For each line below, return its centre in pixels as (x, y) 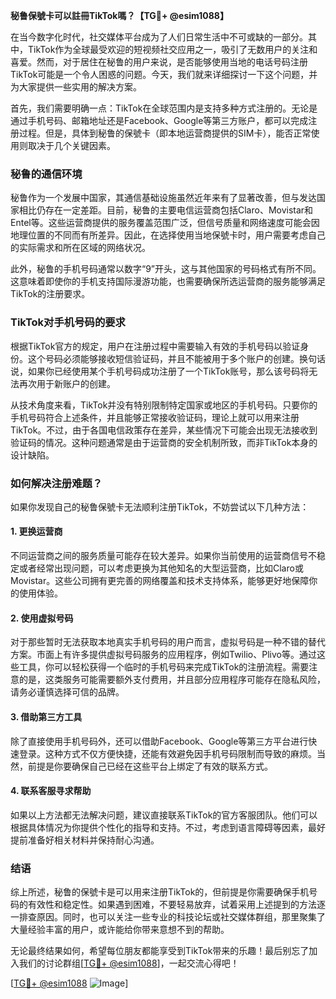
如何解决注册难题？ (56, 483)
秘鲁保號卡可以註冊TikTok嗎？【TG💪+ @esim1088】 (119, 15)
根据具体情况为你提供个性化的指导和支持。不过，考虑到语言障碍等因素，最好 (168, 827)
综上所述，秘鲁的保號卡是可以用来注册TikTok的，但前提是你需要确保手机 (160, 892)
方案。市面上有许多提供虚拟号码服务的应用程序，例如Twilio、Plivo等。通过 (163, 655)
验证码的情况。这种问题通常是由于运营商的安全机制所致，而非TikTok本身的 (164, 442)
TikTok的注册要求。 (50, 294)
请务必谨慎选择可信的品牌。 (67, 692)
